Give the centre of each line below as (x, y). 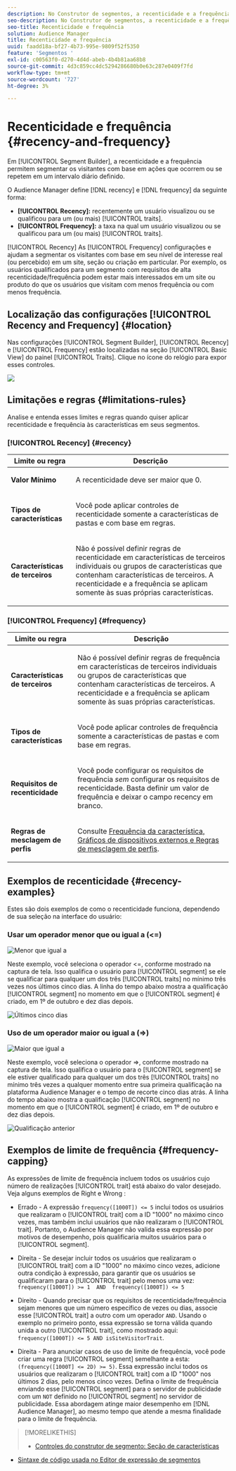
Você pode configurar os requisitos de (140, 771)
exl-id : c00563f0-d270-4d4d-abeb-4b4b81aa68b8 (77, 60)
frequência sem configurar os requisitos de (148, 779)
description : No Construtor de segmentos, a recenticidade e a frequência (119, 14)
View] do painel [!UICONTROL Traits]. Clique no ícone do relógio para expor (117, 357)
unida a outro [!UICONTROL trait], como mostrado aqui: (98, 1330)
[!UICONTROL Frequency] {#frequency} (77, 621)
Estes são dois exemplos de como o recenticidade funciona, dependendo (113, 909)
